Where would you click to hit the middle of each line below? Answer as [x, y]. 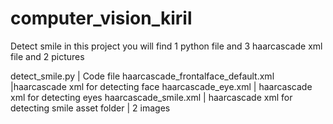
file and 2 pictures [47, 56]
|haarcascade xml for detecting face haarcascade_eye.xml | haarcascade [161, 86]
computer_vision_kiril [101, 18]
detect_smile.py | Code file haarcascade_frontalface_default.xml [142, 76]
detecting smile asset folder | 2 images [90, 108]
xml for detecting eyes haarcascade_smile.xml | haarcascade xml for [151, 97]
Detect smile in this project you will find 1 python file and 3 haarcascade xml [166, 46]
